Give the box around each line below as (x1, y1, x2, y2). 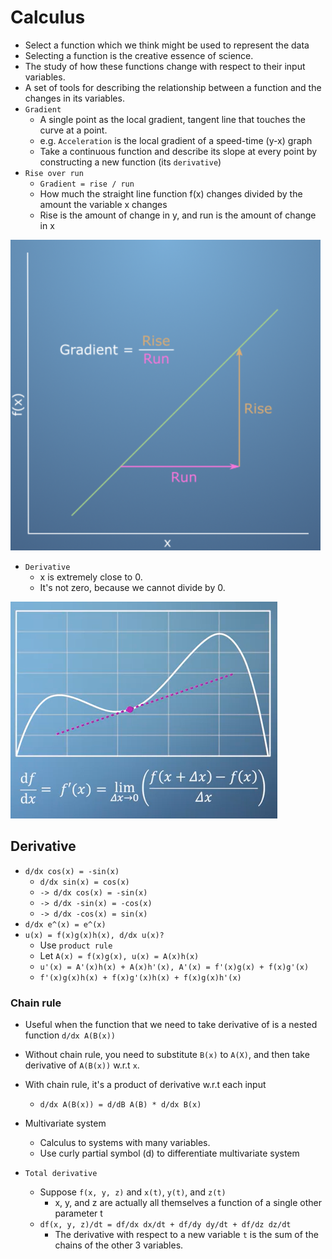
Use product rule (39, 939, 113, 951)
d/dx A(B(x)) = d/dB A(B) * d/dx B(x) (39, 1100, 202, 1110)
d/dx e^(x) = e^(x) (24, 919, 107, 930)
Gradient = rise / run (39, 179, 135, 189)
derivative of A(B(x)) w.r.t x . (24, 1059, 140, 1071)
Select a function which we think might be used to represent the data (24, 39, 310, 51)
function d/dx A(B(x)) (24, 1029, 117, 1041)
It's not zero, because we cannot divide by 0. (39, 581, 226, 593)
